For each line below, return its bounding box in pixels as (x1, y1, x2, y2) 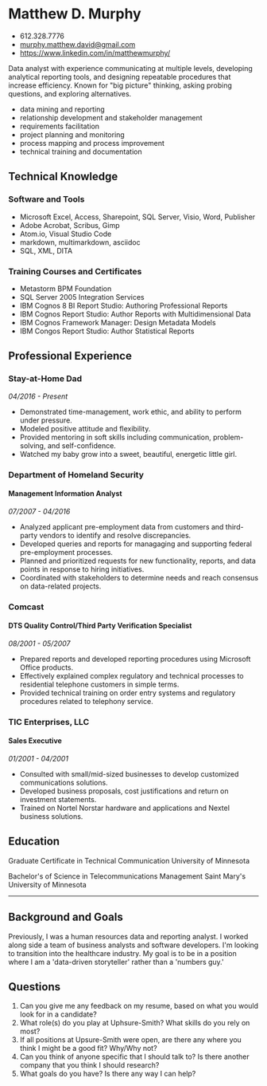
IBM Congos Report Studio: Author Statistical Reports (19, 326, 195, 336)
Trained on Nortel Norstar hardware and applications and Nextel (19, 803, 230, 813)
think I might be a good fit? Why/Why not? (19, 1044, 157, 1053)
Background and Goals (8, 911, 123, 924)
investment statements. (19, 794, 97, 804)
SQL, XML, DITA (19, 246, 73, 255)
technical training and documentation (19, 147, 142, 156)
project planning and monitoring (19, 129, 125, 140)
